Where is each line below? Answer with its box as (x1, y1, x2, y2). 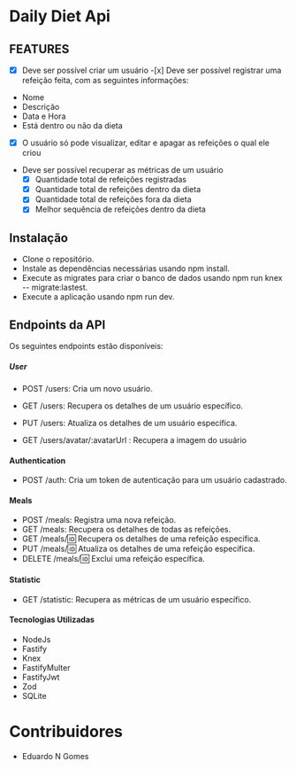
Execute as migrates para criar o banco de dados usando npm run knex (21, 273, 283, 284)
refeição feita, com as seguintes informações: (21, 75, 189, 86)
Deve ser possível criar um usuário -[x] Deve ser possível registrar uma (21, 65, 282, 75)
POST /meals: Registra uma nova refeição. (21, 515, 177, 525)
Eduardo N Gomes (21, 750, 90, 761)
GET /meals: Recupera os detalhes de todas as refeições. (21, 524, 231, 535)
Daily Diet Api (9, 6, 110, 27)
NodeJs (21, 633, 51, 644)
